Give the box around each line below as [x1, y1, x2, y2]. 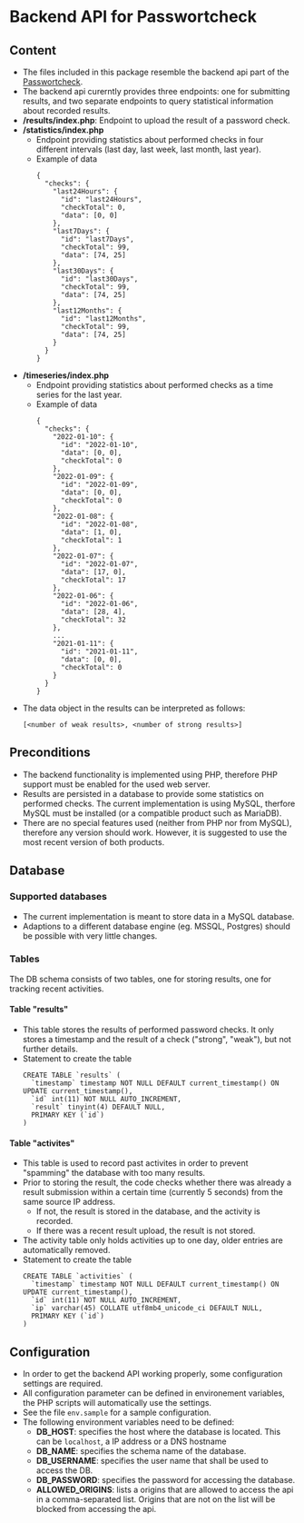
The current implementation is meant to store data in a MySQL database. [22, 911, 295, 921]
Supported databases [9, 891, 107, 903]
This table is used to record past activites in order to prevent [22, 1158, 249, 1169]
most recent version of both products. [22, 836, 165, 847]
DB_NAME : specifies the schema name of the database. [35, 1446, 247, 1457]
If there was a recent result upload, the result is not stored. [35, 1225, 256, 1237]
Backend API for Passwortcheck [9, 6, 257, 27]
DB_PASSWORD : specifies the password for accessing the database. [35, 1475, 296, 1486]
